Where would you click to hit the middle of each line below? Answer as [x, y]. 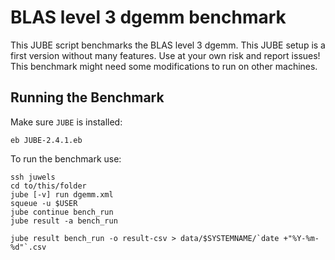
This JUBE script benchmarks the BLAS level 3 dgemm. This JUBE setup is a [168, 45]
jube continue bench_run [62, 212]
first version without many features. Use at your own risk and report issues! [165, 55]
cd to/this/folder [48, 186]
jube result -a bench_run [64, 221]
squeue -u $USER [44, 203]
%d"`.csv [28, 247]
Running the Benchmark [87, 97]
